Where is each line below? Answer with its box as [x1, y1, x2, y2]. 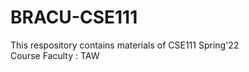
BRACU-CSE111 [10, 6, 138, 29]
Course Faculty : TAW [10, 49, 100, 61]
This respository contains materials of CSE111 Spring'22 [10, 39, 240, 51]
